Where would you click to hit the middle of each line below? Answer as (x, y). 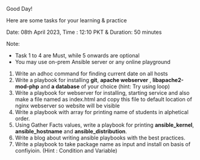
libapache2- (168, 80)
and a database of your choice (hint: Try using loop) (105, 86)
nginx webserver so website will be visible (67, 106)
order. (22, 118)
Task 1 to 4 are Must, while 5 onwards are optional (77, 56)
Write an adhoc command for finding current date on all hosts (91, 74)
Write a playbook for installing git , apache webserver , (83, 80)
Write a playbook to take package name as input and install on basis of (103, 144)
